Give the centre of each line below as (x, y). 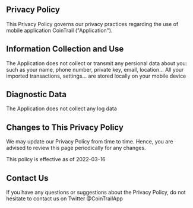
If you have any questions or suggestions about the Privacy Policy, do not (96, 193)
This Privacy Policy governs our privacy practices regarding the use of (92, 24)
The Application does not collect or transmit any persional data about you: (97, 63)
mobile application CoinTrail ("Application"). (59, 30)
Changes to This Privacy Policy (65, 127)
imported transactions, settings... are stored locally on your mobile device (96, 76)
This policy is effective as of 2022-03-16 (56, 159)
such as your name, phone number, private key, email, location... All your (95, 69)
